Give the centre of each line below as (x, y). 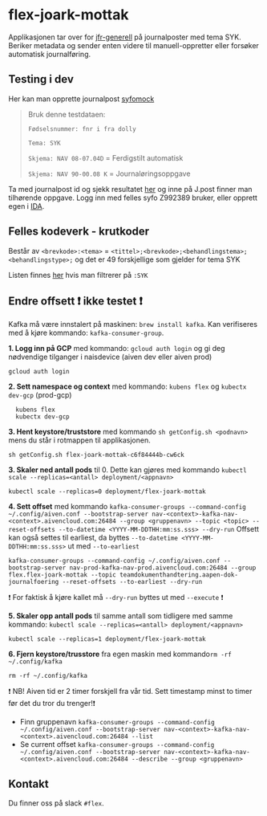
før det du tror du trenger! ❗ (52, 704)
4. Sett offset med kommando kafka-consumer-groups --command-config (127, 507)
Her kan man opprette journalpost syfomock (81, 99)
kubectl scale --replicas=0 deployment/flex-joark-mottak (107, 492)
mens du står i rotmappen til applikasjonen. (79, 440)
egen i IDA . (26, 206)
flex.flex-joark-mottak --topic (62, 575)
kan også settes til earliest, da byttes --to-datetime (93, 538)
